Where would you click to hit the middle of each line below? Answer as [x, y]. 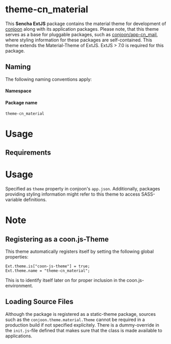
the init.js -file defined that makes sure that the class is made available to [84, 330]
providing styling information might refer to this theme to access [73, 194]
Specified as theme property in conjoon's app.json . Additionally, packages [83, 189]
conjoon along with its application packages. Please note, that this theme [82, 29]
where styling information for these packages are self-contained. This [79, 40]
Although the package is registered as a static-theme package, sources [81, 314]
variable [14, 200]
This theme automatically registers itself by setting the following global [80, 251]
